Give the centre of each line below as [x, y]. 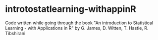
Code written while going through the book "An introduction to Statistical [79, 23]
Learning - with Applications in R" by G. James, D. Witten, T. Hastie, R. [77, 28]
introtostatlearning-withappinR [71, 9]
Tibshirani [15, 33]
